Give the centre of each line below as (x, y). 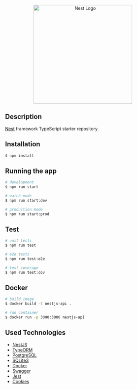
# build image (20, 299)
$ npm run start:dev (26, 200)
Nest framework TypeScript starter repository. (52, 129)
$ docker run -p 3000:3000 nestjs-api (45, 317)
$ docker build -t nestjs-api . (38, 304)
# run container (22, 313)
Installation (23, 144)
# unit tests (18, 241)
